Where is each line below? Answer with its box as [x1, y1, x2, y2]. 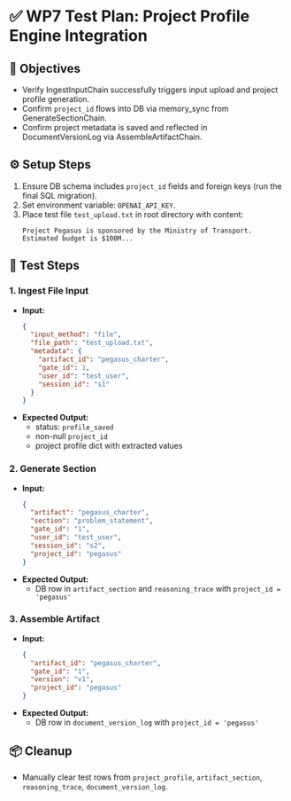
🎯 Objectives [9, 60, 81, 76]
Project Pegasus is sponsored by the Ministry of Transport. [21, 226, 253, 235]
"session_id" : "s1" [38, 380, 111, 389]
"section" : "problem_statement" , [30, 516, 154, 525]
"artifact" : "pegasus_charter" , [30, 508, 149, 517]
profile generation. [21, 94, 90, 104]
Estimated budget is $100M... [21, 233, 134, 243]
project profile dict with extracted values [34, 441, 183, 452]
